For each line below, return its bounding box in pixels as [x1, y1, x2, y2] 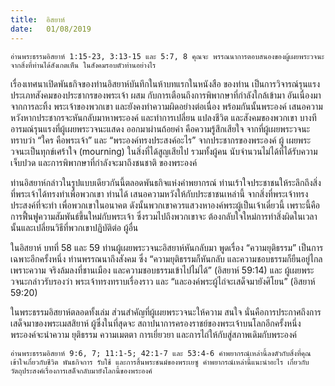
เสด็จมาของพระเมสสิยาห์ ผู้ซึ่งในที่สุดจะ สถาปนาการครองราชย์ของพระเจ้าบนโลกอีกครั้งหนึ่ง [10, 317, 302, 329]
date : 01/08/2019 [10, 24, 92, 34]
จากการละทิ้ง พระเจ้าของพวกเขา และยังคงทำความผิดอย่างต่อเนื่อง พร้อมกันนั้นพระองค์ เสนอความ [10, 100, 323, 112]
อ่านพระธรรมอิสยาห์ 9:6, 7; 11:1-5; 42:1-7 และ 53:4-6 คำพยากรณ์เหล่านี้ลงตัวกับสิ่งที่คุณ [10, 348, 312, 358]
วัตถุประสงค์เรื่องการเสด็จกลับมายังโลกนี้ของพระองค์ [10, 366, 153, 376]
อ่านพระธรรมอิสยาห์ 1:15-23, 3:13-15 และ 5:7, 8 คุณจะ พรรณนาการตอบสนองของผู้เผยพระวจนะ [10, 51, 325, 61]
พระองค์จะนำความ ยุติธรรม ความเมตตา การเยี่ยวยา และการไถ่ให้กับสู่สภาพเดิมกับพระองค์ [10, 328, 298, 340]
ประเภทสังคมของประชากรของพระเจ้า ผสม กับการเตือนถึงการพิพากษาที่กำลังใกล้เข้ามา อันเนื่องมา [10, 89, 322, 101]
